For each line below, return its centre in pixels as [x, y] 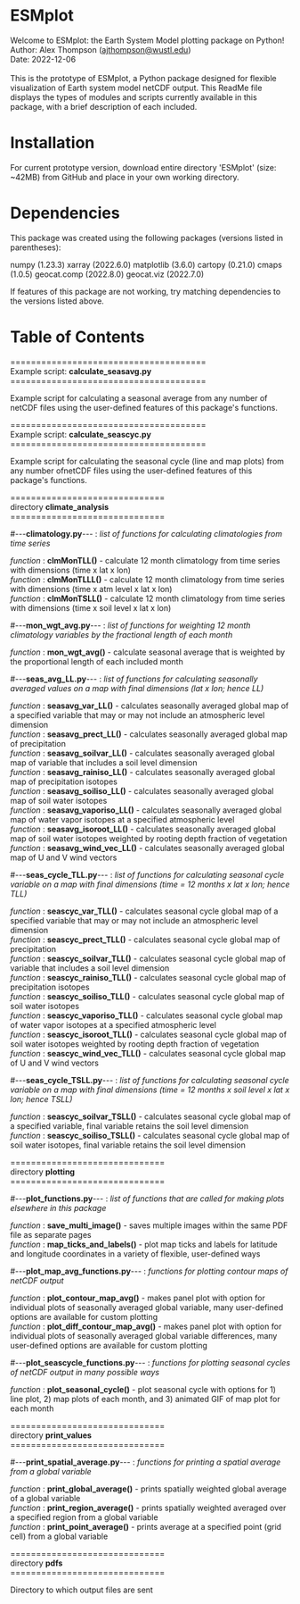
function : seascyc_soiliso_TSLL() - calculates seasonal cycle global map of [150, 1135]
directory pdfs [36, 1563]
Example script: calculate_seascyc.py [81, 434]
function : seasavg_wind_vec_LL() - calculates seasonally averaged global [147, 848]
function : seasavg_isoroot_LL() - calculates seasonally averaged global [143, 829]
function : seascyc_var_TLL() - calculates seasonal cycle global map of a [144, 911]
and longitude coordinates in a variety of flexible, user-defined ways [135, 1253]
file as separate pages [51, 1234]
